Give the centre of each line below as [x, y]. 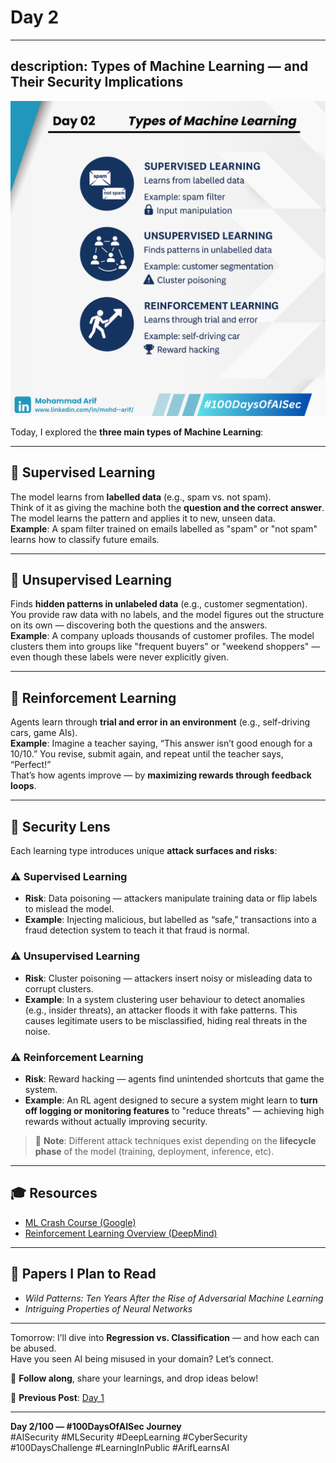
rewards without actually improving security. [116, 1121]
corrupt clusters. [59, 988]
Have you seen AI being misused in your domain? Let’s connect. [142, 1358]
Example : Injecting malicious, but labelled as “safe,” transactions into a [170, 920]
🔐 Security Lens [60, 826]
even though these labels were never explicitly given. [120, 657]
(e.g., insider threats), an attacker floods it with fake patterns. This [161, 1010]
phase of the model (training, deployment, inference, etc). [154, 1151]
